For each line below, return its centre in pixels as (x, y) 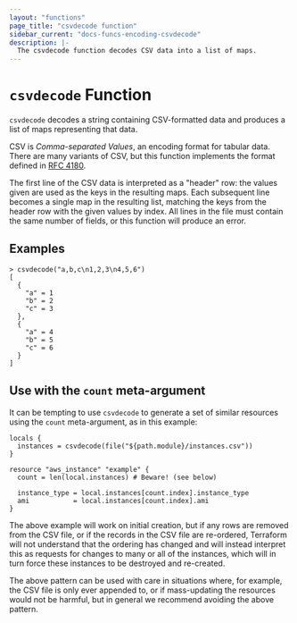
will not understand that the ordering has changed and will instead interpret (148, 544)
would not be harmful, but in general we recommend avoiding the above (142, 599)
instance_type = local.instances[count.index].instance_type (133, 493)
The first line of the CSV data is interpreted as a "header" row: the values (144, 183)
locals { (25, 438)
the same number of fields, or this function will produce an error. (128, 221)
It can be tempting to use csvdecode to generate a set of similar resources (144, 412)
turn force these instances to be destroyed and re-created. (117, 563)
